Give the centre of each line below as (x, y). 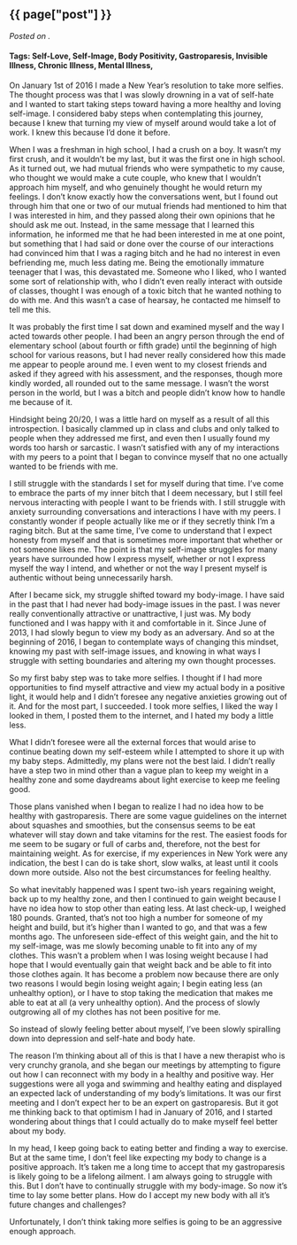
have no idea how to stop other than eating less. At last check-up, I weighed (148, 908)
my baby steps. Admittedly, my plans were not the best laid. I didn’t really (142, 761)
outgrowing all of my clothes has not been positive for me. (115, 1012)
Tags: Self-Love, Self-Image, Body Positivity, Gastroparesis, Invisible (138, 56)
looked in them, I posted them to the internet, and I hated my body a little (141, 716)
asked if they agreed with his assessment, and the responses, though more (146, 374)
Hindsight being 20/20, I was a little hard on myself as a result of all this (139, 419)
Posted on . (30, 35)
